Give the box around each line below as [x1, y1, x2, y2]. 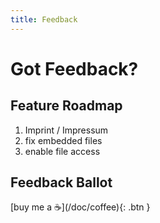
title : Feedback [10, 14, 78, 25]
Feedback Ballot [10, 174, 113, 191]
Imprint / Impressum [24, 124, 109, 136]
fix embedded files [24, 134, 103, 146]
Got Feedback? [10, 57, 139, 80]
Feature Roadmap [10, 97, 123, 115]
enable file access [24, 145, 101, 157]
